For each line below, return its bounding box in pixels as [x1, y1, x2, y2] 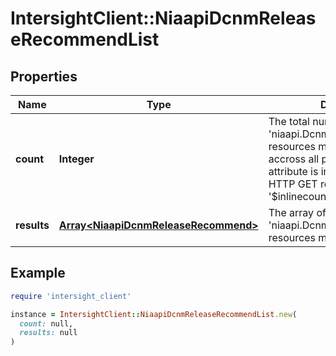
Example [10, 265, 66, 282]
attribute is [268, 165, 319, 178]
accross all [268, 152, 320, 166]
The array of [268, 206, 327, 219]
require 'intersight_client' [10, 291, 132, 301]
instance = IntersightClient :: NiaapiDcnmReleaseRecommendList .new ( [10, 309, 298, 319]
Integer [58, 152, 95, 166]
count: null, [19, 318, 74, 329]
